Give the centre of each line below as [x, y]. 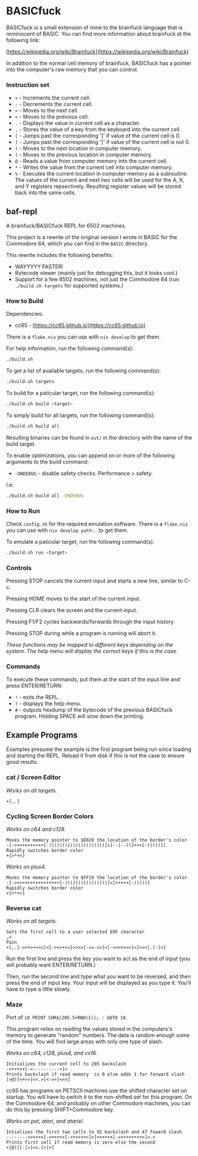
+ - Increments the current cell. [53, 98]
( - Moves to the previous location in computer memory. [84, 155]
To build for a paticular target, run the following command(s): [81, 393]
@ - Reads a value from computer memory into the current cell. [91, 161]
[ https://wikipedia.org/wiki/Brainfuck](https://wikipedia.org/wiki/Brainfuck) [98, 51]
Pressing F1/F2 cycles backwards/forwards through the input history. [91, 622]
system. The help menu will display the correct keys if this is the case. [92, 651]
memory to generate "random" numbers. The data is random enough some [98, 1035]
